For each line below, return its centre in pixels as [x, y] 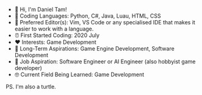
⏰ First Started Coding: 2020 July [57, 35]
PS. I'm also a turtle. [31, 86]
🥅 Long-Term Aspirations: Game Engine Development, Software [94, 48]
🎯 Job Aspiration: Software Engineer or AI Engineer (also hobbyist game [105, 62]
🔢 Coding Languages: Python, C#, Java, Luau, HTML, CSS [88, 16]
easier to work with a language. [54, 29]
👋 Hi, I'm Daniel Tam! [41, 9]
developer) [28, 68]
